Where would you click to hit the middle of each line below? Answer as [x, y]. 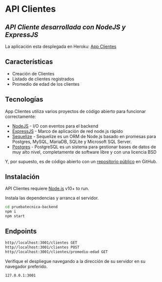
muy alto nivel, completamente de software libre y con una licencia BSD [84, 152]
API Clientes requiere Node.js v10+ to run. [47, 188]
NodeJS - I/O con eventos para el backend [55, 126]
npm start [15, 216]
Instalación [22, 177]
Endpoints [21, 231]
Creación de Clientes [33, 73]
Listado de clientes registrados [43, 79]
